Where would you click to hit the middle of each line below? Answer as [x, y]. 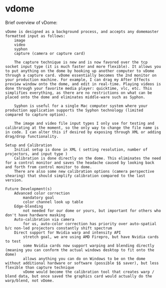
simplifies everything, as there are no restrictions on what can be [79, 93]
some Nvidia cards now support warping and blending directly [89, 246]
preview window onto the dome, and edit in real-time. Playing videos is [83, 84]
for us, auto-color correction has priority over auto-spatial [90, 224]
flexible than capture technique [40, 268]
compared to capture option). [37, 115]
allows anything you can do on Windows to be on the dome [84, 259]
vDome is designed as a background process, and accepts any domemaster [82, 31]
